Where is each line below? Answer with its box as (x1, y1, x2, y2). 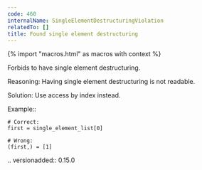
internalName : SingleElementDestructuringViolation (7, 17, 164, 24)
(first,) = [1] (7, 144, 53, 151)
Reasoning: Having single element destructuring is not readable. (7, 78, 196, 86)
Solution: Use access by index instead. (7, 91, 121, 100)
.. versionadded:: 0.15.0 (7, 156, 75, 164)
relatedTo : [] (7, 23, 50, 31)
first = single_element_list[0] (7, 125, 103, 132)
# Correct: (7, 119, 40, 126)
